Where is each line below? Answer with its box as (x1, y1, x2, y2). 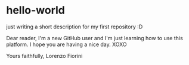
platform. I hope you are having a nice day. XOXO (6, 41, 127, 48)
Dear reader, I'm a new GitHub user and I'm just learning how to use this (6, 34, 183, 41)
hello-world (6, 4, 66, 17)
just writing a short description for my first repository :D (6, 23, 143, 30)
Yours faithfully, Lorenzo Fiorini (6, 52, 83, 59)
